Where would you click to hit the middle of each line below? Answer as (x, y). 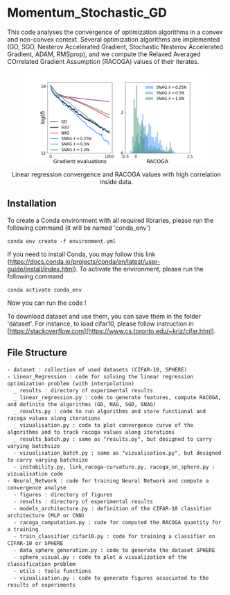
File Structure (37, 353)
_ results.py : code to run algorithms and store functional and (110, 411)
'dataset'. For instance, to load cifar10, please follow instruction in (100, 324)
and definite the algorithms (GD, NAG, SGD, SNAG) (82, 404)
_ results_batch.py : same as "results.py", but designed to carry (113, 439)
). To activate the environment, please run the (139, 269)
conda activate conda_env (44, 290)
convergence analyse (37, 487)
